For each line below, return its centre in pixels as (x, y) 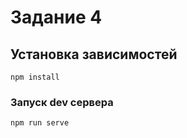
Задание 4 (56, 17)
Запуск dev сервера (62, 102)
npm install (35, 77)
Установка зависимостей (94, 54)
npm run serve (40, 123)
